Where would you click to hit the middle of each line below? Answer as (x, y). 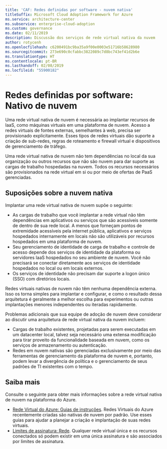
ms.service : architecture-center (40, 19)
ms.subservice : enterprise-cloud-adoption (50, 24)
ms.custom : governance (29, 29)
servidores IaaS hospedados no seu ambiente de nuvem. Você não (81, 257)
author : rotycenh (23, 43)
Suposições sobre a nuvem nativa (59, 193)
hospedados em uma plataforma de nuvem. (57, 242)
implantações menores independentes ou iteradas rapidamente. (71, 304)
